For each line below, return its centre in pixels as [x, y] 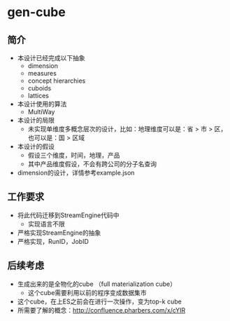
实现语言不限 [46, 224]
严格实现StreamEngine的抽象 [59, 233]
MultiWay [41, 112]
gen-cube [37, 12]
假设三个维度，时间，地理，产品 [74, 155]
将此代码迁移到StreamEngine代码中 [68, 215]
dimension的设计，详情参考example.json [76, 173]
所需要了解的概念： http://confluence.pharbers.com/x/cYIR [101, 310]
